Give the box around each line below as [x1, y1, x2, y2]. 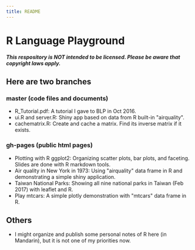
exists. [14, 126, 31, 134]
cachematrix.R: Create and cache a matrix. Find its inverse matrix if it [14, 120, 182, 127]
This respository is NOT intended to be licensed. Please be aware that [6, 54, 180, 61]
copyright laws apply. [6, 59, 61, 66]
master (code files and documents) [6, 94, 109, 102]
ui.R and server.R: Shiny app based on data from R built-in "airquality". [14, 114, 185, 121]
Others [6, 215, 32, 225]
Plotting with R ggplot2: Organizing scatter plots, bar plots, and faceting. [14, 154, 190, 162]
